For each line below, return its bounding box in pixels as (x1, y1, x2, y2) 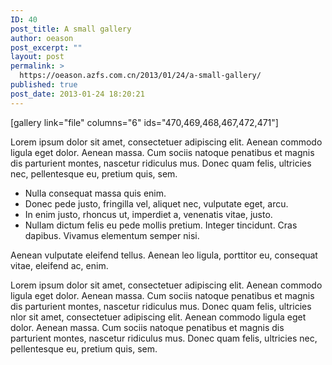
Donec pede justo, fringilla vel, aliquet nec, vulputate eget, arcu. (24, 197, 289, 210)
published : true (10, 80, 78, 90)
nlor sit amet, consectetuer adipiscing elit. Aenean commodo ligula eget (10, 311, 307, 323)
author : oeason (10, 33, 74, 43)
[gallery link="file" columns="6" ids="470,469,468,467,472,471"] (10, 116, 279, 128)
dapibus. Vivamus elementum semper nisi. (24, 229, 200, 241)
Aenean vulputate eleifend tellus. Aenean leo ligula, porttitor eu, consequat (10, 249, 318, 261)
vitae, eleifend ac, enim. (10, 259, 109, 271)
